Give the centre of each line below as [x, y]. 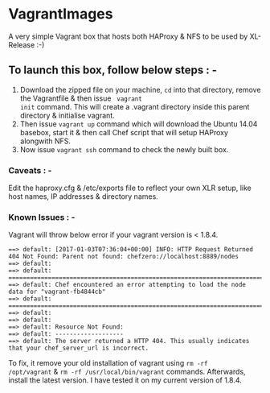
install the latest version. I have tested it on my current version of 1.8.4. [125, 380]
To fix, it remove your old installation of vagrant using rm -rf [108, 363]
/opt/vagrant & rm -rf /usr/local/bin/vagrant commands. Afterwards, [127, 372]
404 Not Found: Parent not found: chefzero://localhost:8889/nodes [124, 257]
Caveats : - [30, 170]
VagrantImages [61, 14]
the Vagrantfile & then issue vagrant [81, 98]
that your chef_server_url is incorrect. [79, 348]
